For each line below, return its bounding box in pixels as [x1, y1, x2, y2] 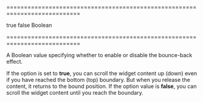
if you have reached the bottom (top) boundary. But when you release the [6, 76, 190, 83]
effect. [6, 58, 23, 65]
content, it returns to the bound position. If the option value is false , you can [6, 83, 197, 90]
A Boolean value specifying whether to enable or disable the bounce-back [6, 52, 193, 58]
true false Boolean [6, 22, 52, 29]
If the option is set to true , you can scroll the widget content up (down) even [6, 70, 198, 76]
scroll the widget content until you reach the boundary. [6, 89, 144, 96]
